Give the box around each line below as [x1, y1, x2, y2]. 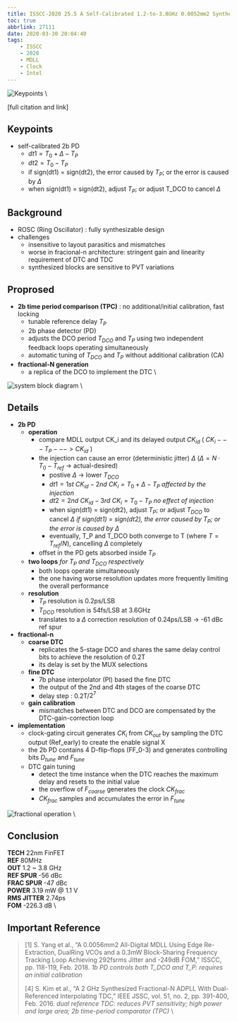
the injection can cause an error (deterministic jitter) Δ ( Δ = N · [38, 453, 221, 462]
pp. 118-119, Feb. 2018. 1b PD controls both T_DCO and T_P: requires [24, 963, 224, 972]
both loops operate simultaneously [38, 567, 140, 575]
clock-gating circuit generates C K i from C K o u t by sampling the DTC [28, 729, 224, 739]
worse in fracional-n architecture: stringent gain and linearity [28, 248, 205, 257]
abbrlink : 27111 [7, 23, 55, 30]
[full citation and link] [7, 103, 69, 111]
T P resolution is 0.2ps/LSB [38, 597, 115, 607]
